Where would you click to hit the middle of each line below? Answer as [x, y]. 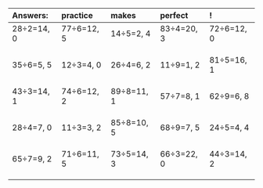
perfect [174, 15]
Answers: [30, 15]
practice [77, 15]
